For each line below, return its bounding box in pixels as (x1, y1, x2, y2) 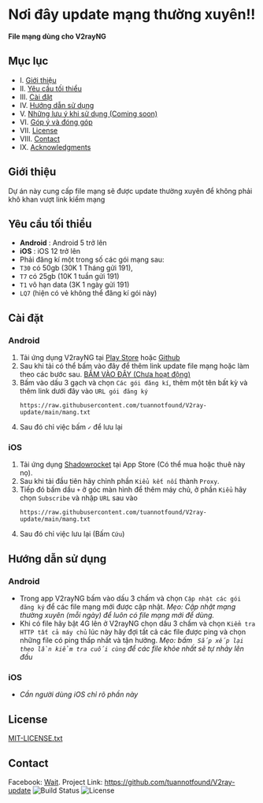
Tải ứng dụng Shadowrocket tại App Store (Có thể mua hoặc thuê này (19, 459, 246, 470)
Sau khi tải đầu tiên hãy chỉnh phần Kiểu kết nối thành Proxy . (19, 477, 220, 486)
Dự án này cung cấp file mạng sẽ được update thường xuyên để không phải (8, 186, 253, 195)
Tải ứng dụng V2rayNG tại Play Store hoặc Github (19, 353, 180, 362)
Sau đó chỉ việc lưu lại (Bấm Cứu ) (19, 530, 125, 539)
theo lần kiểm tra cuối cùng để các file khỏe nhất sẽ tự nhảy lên (19, 644, 244, 653)
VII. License (19, 125, 58, 135)
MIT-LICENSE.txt (8, 734, 63, 743)
